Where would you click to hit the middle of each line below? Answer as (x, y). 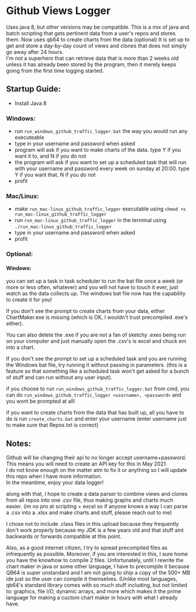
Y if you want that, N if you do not (55, 175)
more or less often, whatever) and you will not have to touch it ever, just (92, 287)
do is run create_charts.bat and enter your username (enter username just (97, 419)
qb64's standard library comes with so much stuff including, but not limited (97, 585)
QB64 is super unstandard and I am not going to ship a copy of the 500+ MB (98, 573)
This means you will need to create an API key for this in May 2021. (87, 464)
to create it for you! (29, 300)
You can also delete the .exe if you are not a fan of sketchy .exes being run (96, 335)
